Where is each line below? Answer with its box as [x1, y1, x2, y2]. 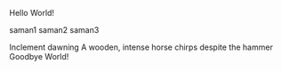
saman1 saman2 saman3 [9, 25, 100, 35]
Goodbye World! [9, 51, 69, 61]
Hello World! [9, 8, 55, 18]
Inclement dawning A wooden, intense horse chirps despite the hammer [9, 42, 273, 52]
